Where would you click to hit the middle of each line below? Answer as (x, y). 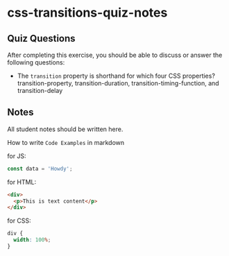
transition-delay (40, 91)
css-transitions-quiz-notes (87, 13)
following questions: (36, 62)
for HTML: (22, 182)
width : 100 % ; (32, 240)
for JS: (17, 156)
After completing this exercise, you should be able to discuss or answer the (115, 55)
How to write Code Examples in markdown (66, 142)
